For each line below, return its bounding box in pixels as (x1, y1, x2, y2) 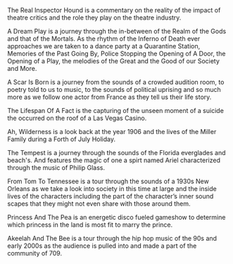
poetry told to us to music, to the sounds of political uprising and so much (7, 86, 222, 93)
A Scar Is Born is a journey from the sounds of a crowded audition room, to (7, 78, 225, 86)
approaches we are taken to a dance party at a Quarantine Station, (7, 42, 201, 50)
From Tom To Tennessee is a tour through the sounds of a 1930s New (7, 177, 209, 185)
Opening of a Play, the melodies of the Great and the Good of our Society (7, 57, 220, 65)
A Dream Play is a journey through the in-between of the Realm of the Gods (7, 27, 227, 35)
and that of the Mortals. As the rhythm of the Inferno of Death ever (7, 34, 201, 43)
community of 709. (7, 249, 62, 257)
